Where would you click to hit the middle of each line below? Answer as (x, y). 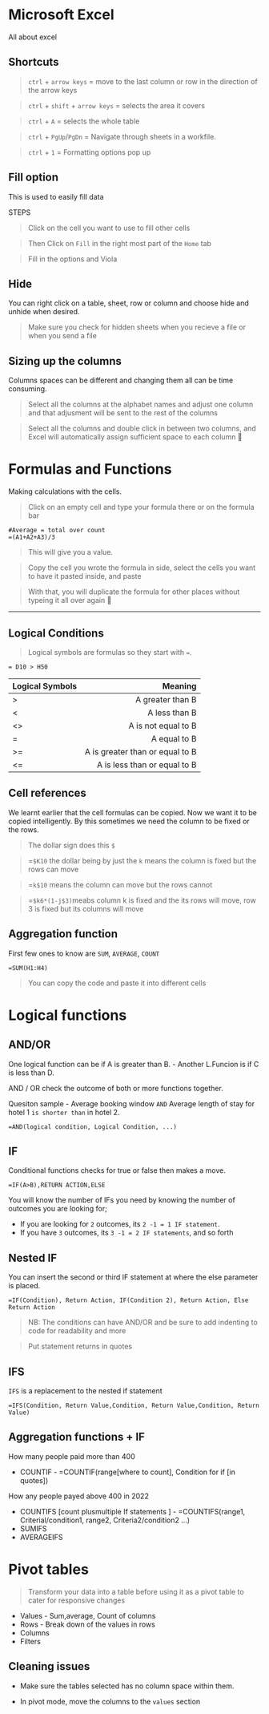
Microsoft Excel (61, 15)
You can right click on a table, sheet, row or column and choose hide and (129, 303)
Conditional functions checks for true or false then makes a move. (117, 1170)
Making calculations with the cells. (65, 491)
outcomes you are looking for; (58, 1209)
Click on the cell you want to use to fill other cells (109, 228)
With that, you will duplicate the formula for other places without (134, 592)
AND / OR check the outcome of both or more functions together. (116, 1088)
